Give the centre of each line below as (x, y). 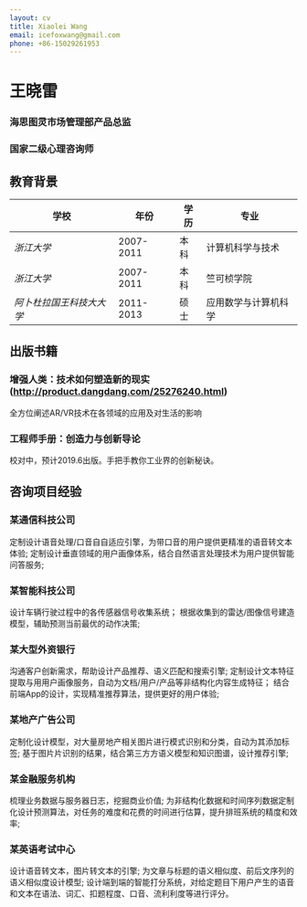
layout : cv (30, 18)
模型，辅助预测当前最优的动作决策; (75, 624)
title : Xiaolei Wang (49, 26)
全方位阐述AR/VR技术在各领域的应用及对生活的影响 (106, 413)
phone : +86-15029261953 (55, 43)
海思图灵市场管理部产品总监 (70, 122)
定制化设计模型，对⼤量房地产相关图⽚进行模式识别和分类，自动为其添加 (145, 742)
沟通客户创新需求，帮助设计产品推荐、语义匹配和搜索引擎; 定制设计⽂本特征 (152, 671)
